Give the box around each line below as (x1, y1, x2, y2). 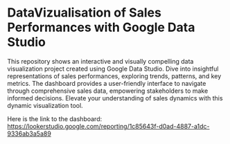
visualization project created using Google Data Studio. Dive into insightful (7, 64, 219, 73)
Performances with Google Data (7, 19, 195, 35)
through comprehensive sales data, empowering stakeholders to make (7, 87, 209, 95)
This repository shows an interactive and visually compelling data (7, 57, 194, 65)
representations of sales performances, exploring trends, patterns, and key (7, 71, 222, 80)
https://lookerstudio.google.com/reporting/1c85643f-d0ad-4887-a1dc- (7, 122, 210, 130)
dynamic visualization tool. (7, 101, 83, 109)
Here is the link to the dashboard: (7, 114, 103, 123)
